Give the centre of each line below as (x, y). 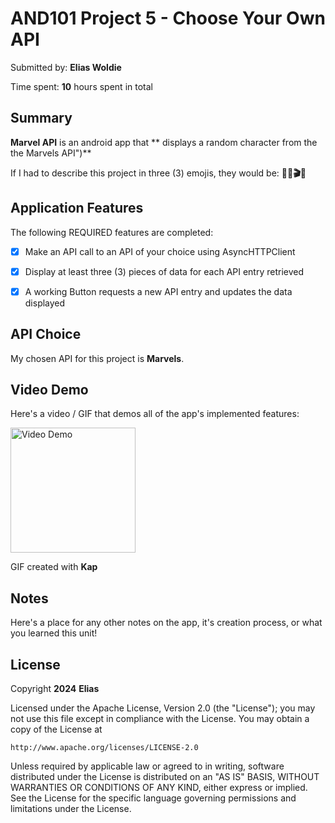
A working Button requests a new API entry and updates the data (158, 291)
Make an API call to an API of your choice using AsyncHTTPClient (160, 251)
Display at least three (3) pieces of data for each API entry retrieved (164, 271)
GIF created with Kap (54, 567)
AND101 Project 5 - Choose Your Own (168, 18)
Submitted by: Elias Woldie (66, 67)
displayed (45, 303)
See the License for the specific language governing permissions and (153, 798)
